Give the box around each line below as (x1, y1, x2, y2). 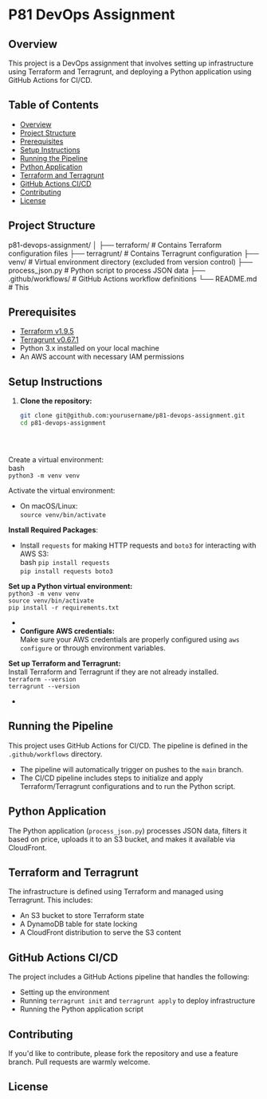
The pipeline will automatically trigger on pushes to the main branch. (19, 764, 244, 774)
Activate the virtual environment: (8, 485, 116, 495)
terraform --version (8, 675, 77, 683)
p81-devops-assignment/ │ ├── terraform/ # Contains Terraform (8, 240, 222, 249)
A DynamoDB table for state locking (19, 919, 138, 929)
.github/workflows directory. (8, 749, 103, 759)
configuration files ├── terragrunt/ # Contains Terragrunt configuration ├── (8, 249, 259, 258)
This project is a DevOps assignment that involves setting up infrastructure (8, 58, 253, 68)
